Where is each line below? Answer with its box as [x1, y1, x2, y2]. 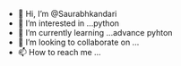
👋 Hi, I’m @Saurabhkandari [17, 9, 117, 19]
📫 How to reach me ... [17, 47, 101, 57]
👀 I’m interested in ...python [17, 18, 119, 29]
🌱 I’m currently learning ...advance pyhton [17, 28, 173, 37]
